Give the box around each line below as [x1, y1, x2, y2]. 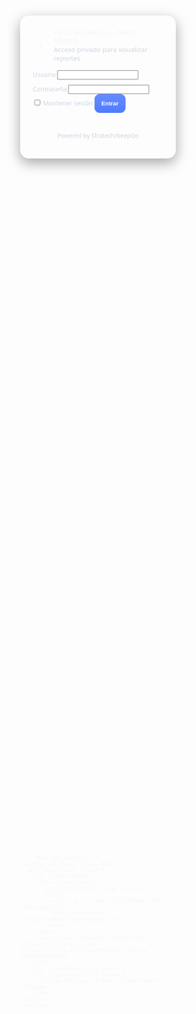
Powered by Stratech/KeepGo [57, 131, 139, 140]
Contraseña [32, 84, 67, 93]
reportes [53, 53, 80, 62]
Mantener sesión [43, 98, 93, 107]
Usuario [32, 69, 56, 79]
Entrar [101, 100, 119, 107]
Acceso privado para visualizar [53, 44, 148, 54]
